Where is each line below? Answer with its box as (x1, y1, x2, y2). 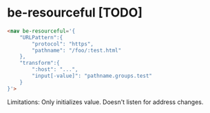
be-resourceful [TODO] (7, 5, 143, 21)
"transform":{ (19, 60, 60, 67)
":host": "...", (32, 66, 78, 73)
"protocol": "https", (32, 40, 94, 48)
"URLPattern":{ (19, 34, 63, 41)
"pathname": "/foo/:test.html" (32, 47, 122, 54)
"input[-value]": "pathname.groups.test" (32, 72, 153, 80)
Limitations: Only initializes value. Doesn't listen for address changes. (7, 98, 204, 106)
